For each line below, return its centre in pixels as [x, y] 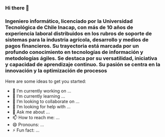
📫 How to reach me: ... [36, 118]
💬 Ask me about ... [31, 112]
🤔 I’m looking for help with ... [41, 107]
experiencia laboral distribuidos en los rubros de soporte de [79, 33]
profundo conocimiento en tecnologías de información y [74, 52]
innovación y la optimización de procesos [56, 70]
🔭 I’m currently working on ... [42, 91]
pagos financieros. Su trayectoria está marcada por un [72, 46]
